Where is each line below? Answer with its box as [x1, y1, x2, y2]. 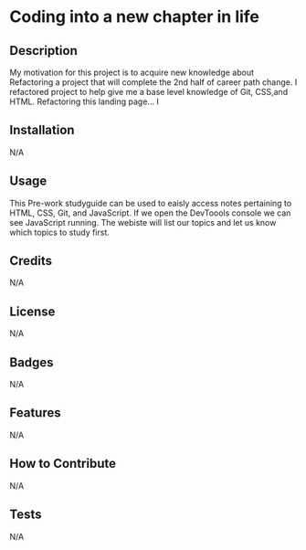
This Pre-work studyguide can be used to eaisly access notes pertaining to [9, 197, 292, 208]
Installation [9, 122, 75, 138]
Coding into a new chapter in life [9, 6, 260, 27]
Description [9, 43, 78, 58]
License [9, 303, 56, 319]
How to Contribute [9, 456, 117, 471]
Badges [9, 354, 54, 370]
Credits [9, 253, 53, 269]
